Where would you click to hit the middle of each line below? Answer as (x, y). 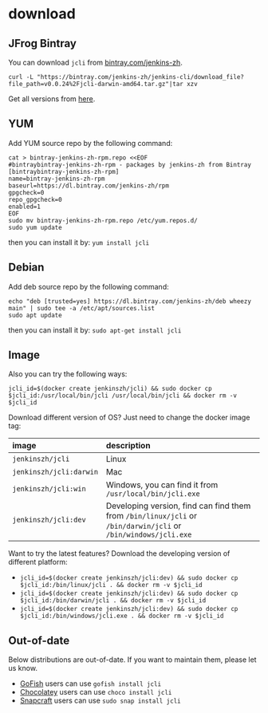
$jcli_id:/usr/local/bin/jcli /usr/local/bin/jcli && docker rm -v (123, 396)
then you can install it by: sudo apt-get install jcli (95, 330)
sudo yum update (35, 227)
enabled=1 (25, 207)
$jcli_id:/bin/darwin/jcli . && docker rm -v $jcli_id (113, 601)
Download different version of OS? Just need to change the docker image (129, 418)
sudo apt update (35, 315)
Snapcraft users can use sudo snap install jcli (100, 701)
